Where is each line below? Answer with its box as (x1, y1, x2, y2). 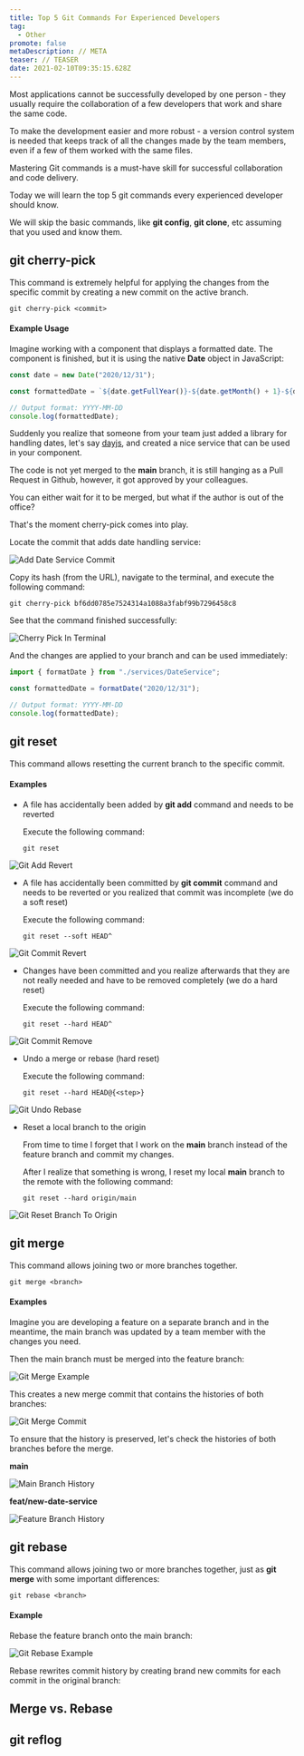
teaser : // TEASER (9, 55, 79, 64)
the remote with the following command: (22, 1176, 174, 1186)
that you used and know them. (9, 226, 123, 237)
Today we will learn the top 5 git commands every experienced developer (9, 190, 283, 200)
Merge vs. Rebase (9, 1702, 113, 1717)
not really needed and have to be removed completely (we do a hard (22, 974, 278, 985)
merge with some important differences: (9, 1573, 160, 1584)
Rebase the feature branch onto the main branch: (9, 1630, 193, 1641)
